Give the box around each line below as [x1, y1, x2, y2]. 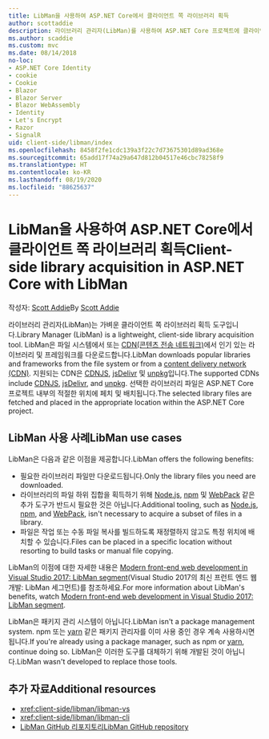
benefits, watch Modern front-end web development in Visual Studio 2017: [8, 591, 254, 601]
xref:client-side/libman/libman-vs [19, 704, 130, 714]
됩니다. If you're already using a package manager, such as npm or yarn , [8, 636, 245, 646]
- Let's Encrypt [8, 116, 62, 124]
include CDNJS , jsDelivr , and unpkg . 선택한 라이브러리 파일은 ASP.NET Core [8, 378, 255, 388]
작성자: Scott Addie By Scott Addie [8, 303, 120, 312]
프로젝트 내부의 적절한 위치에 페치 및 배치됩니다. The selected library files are [8, 388, 252, 398]
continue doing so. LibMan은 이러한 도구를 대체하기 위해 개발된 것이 [8, 647, 224, 656]
